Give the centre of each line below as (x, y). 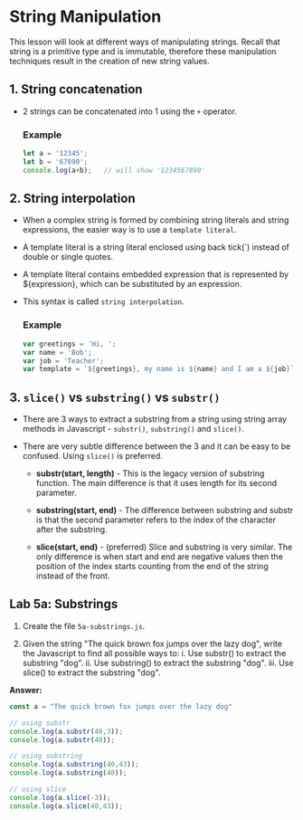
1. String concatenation (76, 89)
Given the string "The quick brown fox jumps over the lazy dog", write (152, 644)
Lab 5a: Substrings (64, 604)
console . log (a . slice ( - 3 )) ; (60, 797)
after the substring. (71, 529)
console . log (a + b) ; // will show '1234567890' (114, 170)
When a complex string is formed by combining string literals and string (156, 220)
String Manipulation (85, 17)
